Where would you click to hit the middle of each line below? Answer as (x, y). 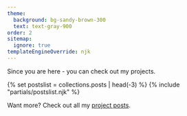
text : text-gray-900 (43, 26)
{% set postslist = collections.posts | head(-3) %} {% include (93, 84)
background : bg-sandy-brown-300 (60, 20)
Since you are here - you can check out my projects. (81, 71)
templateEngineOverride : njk (49, 52)
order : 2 (20, 33)
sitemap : (20, 39)
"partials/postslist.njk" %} (44, 92)
